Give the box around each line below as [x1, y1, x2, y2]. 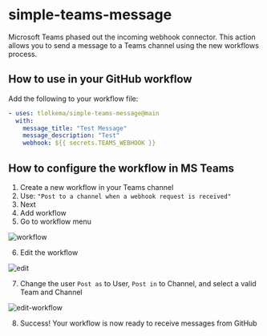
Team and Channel [19, 287, 83, 297]
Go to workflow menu [19, 217, 92, 226]
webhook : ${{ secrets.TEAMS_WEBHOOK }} [22, 139, 156, 148]
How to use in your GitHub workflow [8, 72, 192, 86]
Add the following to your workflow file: [8, 94, 139, 103]
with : [15, 116, 34, 125]
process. [8, 49, 38, 59]
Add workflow [19, 208, 67, 217]
